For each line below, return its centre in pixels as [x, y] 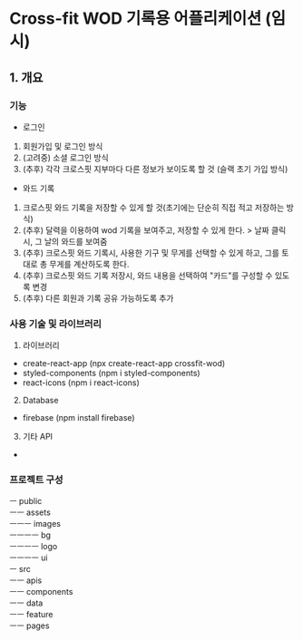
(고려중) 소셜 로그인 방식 [65, 157]
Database [40, 401]
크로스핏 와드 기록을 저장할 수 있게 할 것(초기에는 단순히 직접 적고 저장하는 [153, 207]
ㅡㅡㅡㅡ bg [30, 535]
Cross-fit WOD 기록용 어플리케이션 [136, 19]
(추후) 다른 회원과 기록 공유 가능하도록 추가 [98, 298]
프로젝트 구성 [36, 480]
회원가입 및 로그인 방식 [63, 146]
